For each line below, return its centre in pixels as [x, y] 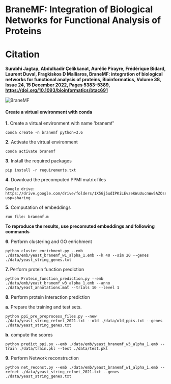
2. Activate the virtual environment [41, 142]
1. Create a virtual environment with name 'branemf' [60, 123]
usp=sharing [18, 198]
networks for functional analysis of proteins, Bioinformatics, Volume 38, [83, 80]
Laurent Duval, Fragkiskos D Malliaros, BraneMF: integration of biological [84, 74]
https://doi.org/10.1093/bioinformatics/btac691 [56, 90]
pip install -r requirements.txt [41, 170]
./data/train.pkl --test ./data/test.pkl [63, 349]
